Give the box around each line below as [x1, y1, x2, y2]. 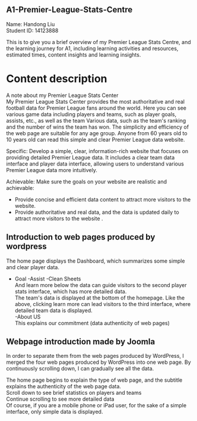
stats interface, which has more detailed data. [14, 288, 127, 295]
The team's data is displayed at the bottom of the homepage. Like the [14, 294, 185, 301]
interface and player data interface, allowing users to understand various [6, 160, 184, 167]
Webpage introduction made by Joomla [6, 336, 155, 347]
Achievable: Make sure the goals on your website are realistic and [6, 178, 167, 185]
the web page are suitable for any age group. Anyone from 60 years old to [6, 129, 188, 136]
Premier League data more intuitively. [6, 166, 98, 173]
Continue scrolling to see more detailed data [6, 395, 115, 403]
